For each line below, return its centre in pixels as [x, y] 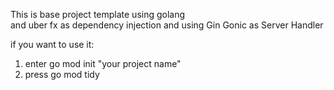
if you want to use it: [52, 44]
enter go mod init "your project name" [103, 63]
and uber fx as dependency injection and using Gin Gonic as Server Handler [167, 25]
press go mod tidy [62, 74]
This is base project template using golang [98, 14]
